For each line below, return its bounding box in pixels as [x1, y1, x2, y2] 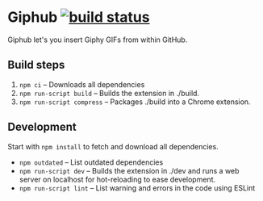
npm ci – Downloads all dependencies [19, 79, 145, 89]
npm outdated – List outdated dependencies [19, 157, 164, 167]
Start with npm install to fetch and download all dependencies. [7, 141, 219, 151]
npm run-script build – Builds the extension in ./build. [19, 88, 199, 98]
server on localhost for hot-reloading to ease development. [19, 174, 216, 184]
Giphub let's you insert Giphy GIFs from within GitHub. [7, 35, 188, 44]
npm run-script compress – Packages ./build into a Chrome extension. [19, 97, 251, 107]
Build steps [7, 58, 65, 72]
